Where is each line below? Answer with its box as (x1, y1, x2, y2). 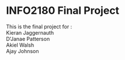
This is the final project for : (6, 23, 72, 30)
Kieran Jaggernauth (6, 29, 54, 36)
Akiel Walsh (6, 42, 34, 48)
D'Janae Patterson (6, 35, 50, 42)
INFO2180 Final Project (6, 4, 120, 17)
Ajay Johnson (6, 47, 39, 54)
